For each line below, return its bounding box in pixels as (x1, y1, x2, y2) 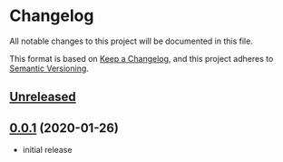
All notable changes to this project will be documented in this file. (9, 35, 254, 46)
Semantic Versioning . (9, 63, 89, 74)
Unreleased (9, 89, 77, 105)
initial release (22, 145, 73, 156)
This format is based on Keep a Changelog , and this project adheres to (9, 53, 274, 64)
